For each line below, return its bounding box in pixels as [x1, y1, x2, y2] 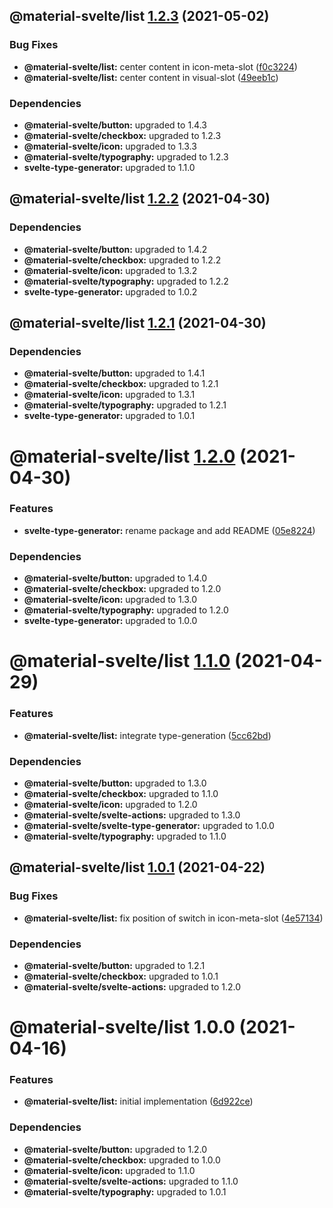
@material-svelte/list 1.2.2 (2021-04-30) [9, 190, 271, 208]
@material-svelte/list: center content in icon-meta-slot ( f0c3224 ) [23, 60, 298, 73]
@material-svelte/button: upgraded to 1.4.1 [23, 367, 206, 379]
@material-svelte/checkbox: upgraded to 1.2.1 [23, 378, 219, 390]
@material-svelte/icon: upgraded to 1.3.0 [23, 594, 198, 606]
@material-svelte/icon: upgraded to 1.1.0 [23, 1164, 196, 1176]
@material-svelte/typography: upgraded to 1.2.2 [23, 275, 229, 287]
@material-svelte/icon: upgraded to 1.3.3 [23, 140, 197, 152]
